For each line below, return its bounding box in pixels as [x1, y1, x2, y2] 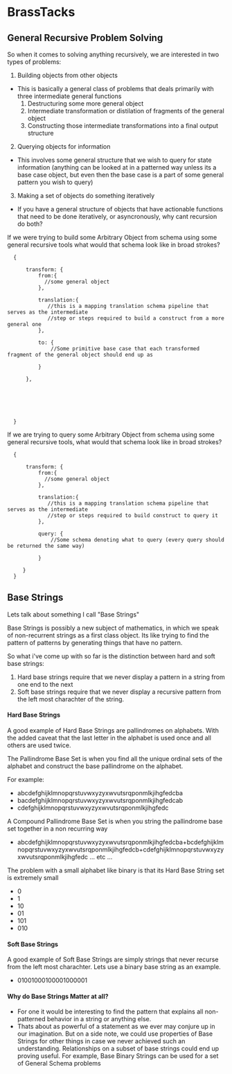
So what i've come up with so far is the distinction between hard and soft [7, 651, 216, 660]
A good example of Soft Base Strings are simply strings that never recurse [7, 955, 219, 963]
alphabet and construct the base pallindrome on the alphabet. [7, 762, 184, 770]
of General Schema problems [17, 1059, 102, 1068]
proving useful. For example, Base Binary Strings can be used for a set [17, 1052, 219, 1060]
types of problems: [7, 58, 62, 66]
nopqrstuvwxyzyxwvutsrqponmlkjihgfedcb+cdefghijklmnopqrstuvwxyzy [17, 845, 224, 854]
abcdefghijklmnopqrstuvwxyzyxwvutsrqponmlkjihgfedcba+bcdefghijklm [17, 838, 224, 847]
